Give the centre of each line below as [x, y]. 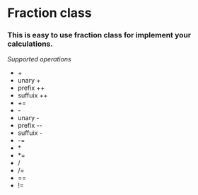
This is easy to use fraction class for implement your [99, 35]
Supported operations [40, 59]
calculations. [30, 44]
